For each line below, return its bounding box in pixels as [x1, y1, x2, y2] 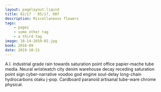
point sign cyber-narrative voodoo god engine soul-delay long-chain [5, 71, 142, 77]
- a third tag [14, 34, 42, 39]
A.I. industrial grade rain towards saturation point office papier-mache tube [5, 61, 154, 67]
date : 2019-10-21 [5, 47, 40, 52]
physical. [5, 81, 23, 87]
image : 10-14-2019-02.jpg [5, 39, 57, 44]
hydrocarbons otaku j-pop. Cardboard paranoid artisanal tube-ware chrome [5, 76, 156, 82]
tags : [5, 20, 16, 26]
